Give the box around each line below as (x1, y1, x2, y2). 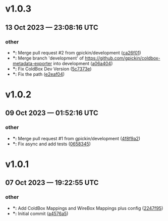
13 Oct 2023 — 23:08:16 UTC (5, 23, 98, 32)
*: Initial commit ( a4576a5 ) (12, 210, 69, 216)
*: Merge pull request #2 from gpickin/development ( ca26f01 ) (12, 49, 141, 56)
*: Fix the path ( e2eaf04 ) (12, 71, 65, 77)
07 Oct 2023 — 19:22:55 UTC (5, 179, 99, 187)
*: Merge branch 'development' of (12, 55, 84, 61)
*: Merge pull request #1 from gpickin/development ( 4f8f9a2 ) (12, 135, 140, 141)
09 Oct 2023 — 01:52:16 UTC (5, 109, 98, 118)
